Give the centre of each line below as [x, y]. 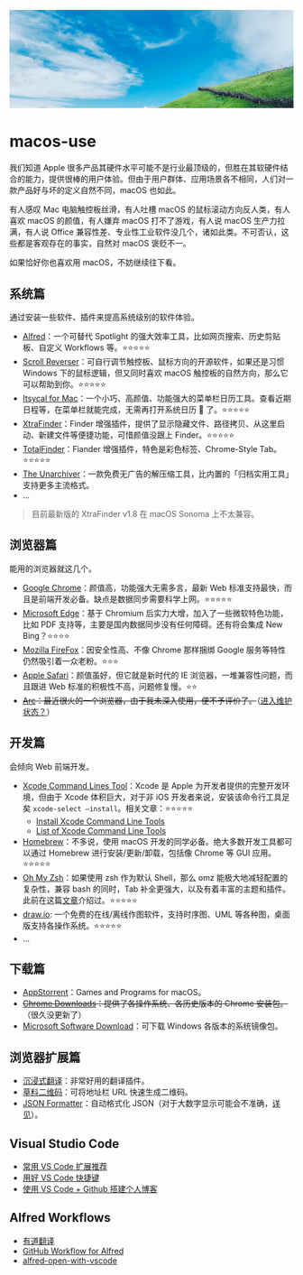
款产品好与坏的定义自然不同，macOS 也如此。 [95, 190]
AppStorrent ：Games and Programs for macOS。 [114, 993]
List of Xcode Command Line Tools [101, 830]
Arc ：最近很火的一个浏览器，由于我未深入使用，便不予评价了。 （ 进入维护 [157, 700]
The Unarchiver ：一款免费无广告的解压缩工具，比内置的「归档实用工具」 [158, 474]
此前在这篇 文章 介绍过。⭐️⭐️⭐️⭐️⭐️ [80, 900]
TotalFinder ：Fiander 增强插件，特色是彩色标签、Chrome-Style [140, 448]
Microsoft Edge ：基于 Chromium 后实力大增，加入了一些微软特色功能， [155, 613]
